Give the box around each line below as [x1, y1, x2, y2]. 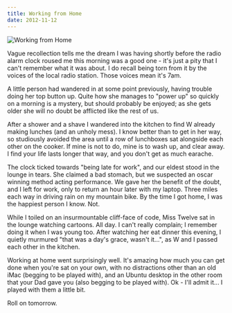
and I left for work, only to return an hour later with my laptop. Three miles [7, 185, 218, 193]
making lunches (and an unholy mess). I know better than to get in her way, [7, 127, 222, 136]
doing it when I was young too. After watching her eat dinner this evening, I [7, 228, 222, 236]
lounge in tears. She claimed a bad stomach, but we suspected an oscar [7, 170, 213, 179]
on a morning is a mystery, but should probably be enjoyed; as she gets [7, 99, 211, 107]
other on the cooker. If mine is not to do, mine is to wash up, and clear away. [7, 142, 225, 150]
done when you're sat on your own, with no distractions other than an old [7, 263, 216, 271]
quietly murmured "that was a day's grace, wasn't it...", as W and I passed [7, 235, 218, 243]
